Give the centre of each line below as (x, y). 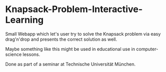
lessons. (31, 54)
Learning (25, 20)
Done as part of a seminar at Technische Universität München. (70, 64)
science (13, 54)
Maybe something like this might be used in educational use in (70, 49)
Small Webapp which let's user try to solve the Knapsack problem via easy (83, 34)
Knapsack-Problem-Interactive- (74, 9)
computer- (147, 49)
